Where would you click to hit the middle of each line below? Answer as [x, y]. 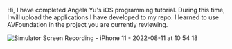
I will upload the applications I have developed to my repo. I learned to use [113, 17]
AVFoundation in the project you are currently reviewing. [88, 24]
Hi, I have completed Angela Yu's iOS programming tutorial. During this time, [116, 10]
